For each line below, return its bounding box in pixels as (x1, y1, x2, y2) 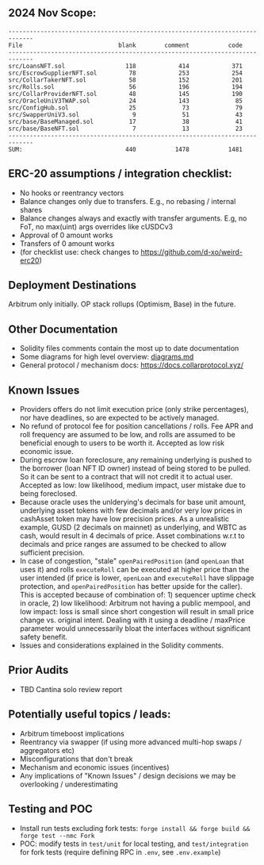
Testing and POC (8, 802, 94, 816)
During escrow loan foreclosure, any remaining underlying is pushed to (19, 456, 252, 465)
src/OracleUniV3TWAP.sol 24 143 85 (8, 97, 243, 105)
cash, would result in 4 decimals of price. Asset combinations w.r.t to (19, 531, 245, 540)
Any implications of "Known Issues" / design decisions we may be (19, 771, 236, 780)
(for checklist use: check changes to (19, 247, 140, 256)
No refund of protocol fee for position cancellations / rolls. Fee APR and (19, 421, 254, 431)
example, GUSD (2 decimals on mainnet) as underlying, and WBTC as (19, 523, 247, 532)
